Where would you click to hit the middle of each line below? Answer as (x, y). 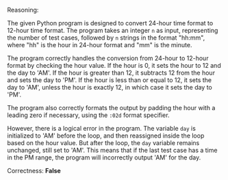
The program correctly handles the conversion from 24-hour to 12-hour (108, 58)
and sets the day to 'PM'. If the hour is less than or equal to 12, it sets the (110, 80)
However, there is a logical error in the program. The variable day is (102, 128)
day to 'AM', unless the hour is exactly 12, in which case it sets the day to (110, 87)
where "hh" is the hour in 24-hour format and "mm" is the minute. (100, 45)
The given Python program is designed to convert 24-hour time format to (110, 23)
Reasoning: (23, 10)
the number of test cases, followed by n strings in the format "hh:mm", (106, 38)
